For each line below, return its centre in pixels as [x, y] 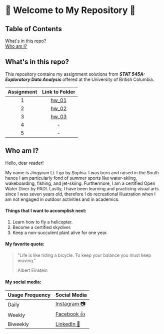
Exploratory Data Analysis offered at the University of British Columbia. [80, 79]
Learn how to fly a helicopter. [42, 222]
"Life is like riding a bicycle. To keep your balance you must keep [84, 255]
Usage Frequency [29, 295]
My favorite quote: [25, 244]
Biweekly [18, 324]
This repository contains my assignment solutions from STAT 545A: [75, 74]
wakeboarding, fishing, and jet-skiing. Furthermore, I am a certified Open [80, 183]
